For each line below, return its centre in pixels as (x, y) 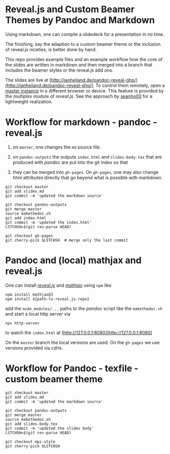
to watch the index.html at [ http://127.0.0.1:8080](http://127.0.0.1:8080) (79, 332)
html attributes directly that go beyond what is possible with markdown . (88, 177)
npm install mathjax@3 (29, 294)
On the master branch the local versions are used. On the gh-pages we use (82, 342)
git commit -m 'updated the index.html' (49, 222)
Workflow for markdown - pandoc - (81, 122)
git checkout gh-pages (29, 236)
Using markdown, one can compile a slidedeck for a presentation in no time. (85, 34)
